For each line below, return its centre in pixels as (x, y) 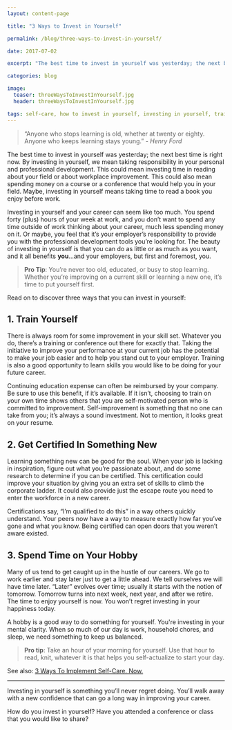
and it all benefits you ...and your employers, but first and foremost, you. (109, 256)
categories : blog (32, 76)
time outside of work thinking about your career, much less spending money (116, 226)
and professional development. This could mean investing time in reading (111, 169)
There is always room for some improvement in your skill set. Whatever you (114, 336)
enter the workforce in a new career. (59, 498)
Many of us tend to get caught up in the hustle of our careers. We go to (108, 572)
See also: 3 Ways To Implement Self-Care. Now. (75, 670)
